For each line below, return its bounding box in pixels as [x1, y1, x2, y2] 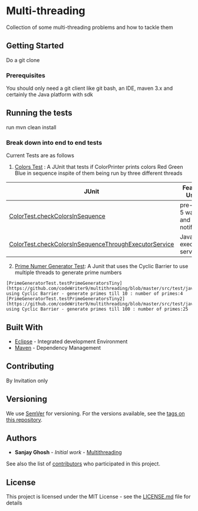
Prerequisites [6, 71, 45, 79]
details [6, 499, 22, 506]
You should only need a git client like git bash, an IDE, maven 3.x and [6, 84, 173, 92]
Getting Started [6, 41, 64, 51]
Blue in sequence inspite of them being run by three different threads [14, 170, 183, 177]
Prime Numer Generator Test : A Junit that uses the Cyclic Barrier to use [14, 263, 189, 270]
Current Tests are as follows [6, 152, 75, 159]
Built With [6, 322, 43, 332]
